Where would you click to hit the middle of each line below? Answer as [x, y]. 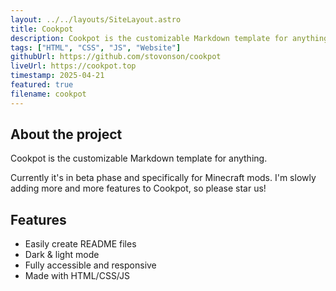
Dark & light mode [62, 255]
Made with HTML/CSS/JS [77, 276]
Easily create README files [80, 244]
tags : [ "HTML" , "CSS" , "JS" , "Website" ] [96, 47]
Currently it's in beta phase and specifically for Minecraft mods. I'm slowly [163, 178]
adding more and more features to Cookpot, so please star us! [138, 188]
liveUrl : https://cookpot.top [73, 66]
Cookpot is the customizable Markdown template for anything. [139, 158]
